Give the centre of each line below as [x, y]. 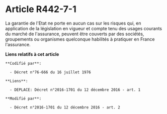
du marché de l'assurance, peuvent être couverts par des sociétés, [75, 34]
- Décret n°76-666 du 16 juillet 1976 [51, 72]
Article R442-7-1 [41, 9]
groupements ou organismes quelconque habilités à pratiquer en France [80, 39]
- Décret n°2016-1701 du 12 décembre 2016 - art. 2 [65, 107]
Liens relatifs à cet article [32, 54]
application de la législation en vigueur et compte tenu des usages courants [84, 28]
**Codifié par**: [23, 63]
